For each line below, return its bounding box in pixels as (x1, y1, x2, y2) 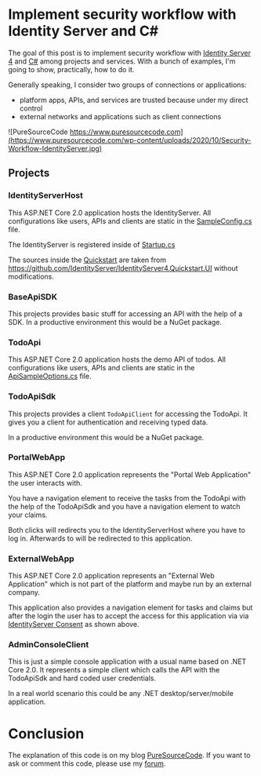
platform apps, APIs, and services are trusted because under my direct (19, 95, 248, 104)
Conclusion (8, 724, 85, 742)
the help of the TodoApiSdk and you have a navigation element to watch (8, 501, 241, 511)
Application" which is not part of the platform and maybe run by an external (8, 579, 252, 589)
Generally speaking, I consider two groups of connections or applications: (8, 80, 247, 89)
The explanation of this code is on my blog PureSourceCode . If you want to (8, 751, 251, 760)
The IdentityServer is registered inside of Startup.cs (8, 239, 176, 249)
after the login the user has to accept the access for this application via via (8, 611, 249, 621)
